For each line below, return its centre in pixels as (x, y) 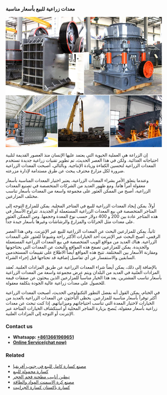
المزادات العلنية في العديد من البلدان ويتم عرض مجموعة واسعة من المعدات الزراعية (83, 272)
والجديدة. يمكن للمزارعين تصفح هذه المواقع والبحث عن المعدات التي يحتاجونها (77, 247)
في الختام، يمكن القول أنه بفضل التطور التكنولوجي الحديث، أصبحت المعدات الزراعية (83, 292)
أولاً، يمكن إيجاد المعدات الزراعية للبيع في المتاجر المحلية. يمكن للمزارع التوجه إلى (80, 206)
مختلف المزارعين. (22, 196)
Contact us (19, 326)
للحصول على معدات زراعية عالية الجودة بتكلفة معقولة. (56, 282)
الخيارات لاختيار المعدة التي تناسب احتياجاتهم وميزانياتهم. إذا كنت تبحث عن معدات (80, 303)
